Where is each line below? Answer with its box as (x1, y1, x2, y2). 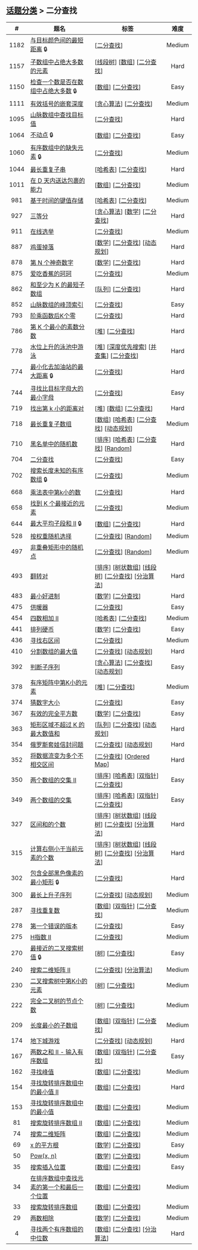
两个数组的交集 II (30, 776, 77, 784)
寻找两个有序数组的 (30, 1225, 84, 1233)
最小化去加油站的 (30, 362, 78, 371)
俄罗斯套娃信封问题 (30, 741, 84, 749)
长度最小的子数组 (30, 1021, 78, 1030)
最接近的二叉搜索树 (30, 944, 84, 952)
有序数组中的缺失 (30, 144, 78, 152)
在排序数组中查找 (30, 1174, 78, 1182)
